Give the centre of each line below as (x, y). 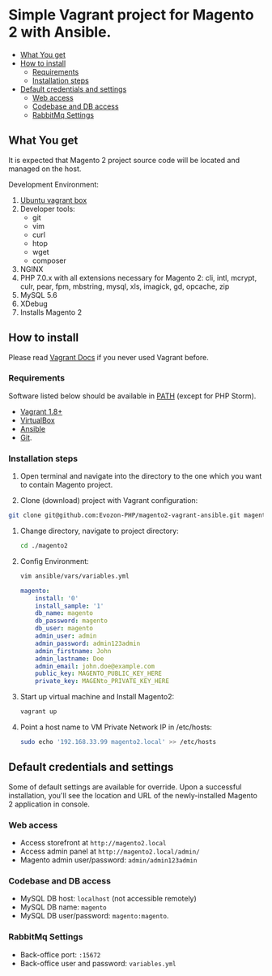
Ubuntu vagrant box (53, 200)
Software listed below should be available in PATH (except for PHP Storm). (132, 396)
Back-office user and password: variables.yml (98, 963)
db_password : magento (71, 621)
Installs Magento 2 (51, 312)
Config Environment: (54, 561)
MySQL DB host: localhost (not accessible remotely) (108, 899)
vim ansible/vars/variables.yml (74, 576)
